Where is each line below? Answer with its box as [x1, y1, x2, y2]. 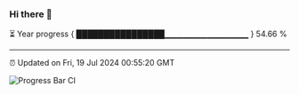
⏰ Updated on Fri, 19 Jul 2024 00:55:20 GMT [9, 58, 175, 68]
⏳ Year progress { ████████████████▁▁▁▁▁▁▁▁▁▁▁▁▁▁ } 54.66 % [9, 28, 287, 39]
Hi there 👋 [9, 8, 53, 20]
